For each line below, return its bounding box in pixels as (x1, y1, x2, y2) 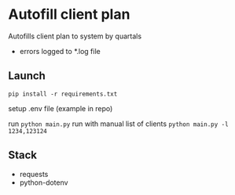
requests (19, 169, 49, 179)
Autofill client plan (8, 5, 130, 23)
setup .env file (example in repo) (8, 103, 113, 113)
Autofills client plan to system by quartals (8, 31, 142, 41)
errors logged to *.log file (19, 46, 101, 56)
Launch (8, 69, 46, 83)
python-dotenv (19, 178, 68, 187)
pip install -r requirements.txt (8, 90, 118, 98)
